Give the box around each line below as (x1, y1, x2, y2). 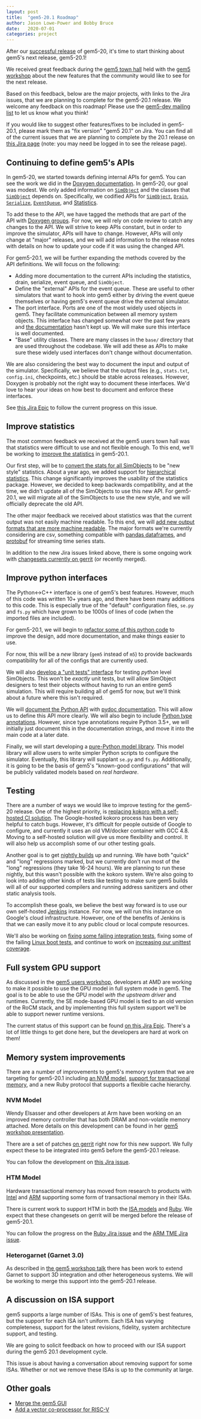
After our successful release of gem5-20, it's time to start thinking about (6, 47, 185, 55)
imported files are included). (6, 614, 76, 621)
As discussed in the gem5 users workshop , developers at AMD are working (6, 978, 192, 986)
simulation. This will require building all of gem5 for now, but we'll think (6, 688, 181, 695)
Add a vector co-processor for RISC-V (14, 1406, 109, 1413)
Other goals (6, 1384, 51, 1394)
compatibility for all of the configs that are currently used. (6, 656, 148, 664)
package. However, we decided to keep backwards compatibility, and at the (6, 481, 193, 488)
